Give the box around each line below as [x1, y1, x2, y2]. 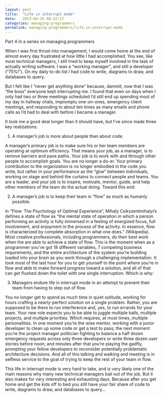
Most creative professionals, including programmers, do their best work [5, 234, 149, 240]
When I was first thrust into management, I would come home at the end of [5, 48, 155, 54]
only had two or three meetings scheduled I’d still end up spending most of [5, 94, 155, 100]
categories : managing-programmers [5, 20, 75, 26]
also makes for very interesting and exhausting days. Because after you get [5, 376, 157, 382]
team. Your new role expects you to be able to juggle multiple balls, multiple [5, 310, 157, 316]
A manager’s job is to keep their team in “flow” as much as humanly [12, 193, 147, 200]
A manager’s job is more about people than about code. [12, 133, 124, 139]
